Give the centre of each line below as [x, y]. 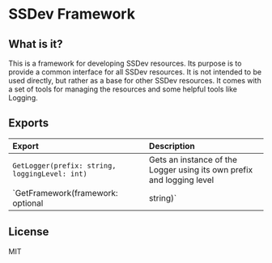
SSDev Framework [72, 14]
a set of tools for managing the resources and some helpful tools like [123, 89]
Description [172, 146]
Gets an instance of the [193, 159]
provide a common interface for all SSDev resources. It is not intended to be [135, 72]
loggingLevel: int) [50, 174]
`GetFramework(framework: [66, 193]
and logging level [181, 180]
